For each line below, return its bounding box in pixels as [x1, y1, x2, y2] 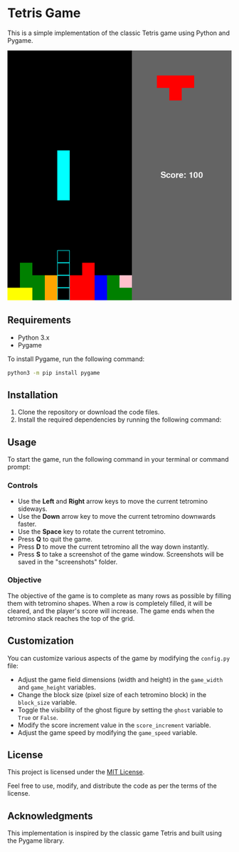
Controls [7, 480, 38, 490]
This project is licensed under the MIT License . [7, 768, 145, 776]
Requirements [7, 314, 71, 326]
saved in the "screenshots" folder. [17, 557, 118, 566]
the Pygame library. [7, 836, 65, 845]
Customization [7, 635, 75, 647]
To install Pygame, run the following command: [7, 355, 145, 363]
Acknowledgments [7, 810, 94, 822]
